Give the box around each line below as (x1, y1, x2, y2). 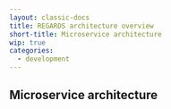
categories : (9, 46, 54, 55)
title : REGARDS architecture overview (9, 21, 154, 30)
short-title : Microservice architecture (9, 29, 163, 38)
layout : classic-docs (9, 13, 90, 22)
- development (17, 54, 70, 63)
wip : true (9, 38, 47, 47)
